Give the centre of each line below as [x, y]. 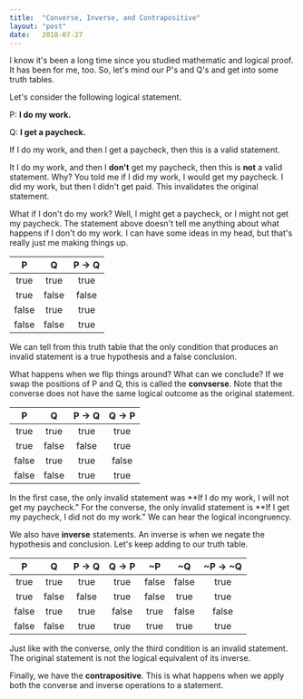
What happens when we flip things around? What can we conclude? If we [147, 374]
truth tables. [32, 80]
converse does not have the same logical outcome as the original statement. [152, 393]
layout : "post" [38, 26]
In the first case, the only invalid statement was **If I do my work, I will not [149, 498]
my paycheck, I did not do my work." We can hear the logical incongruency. [151, 517]
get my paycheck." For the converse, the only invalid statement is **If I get [150, 508]
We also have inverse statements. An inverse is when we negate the [137, 535]
